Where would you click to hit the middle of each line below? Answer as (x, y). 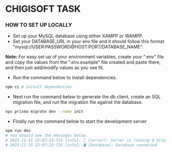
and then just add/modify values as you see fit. (55, 68)
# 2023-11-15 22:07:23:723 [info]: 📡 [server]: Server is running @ (80, 140)
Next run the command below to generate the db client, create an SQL (87, 97)
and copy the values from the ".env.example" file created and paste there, (83, 62)
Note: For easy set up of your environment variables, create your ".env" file (85, 57)
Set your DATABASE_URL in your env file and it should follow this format (89, 41)
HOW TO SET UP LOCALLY (39, 25)
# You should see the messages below (46, 136)
